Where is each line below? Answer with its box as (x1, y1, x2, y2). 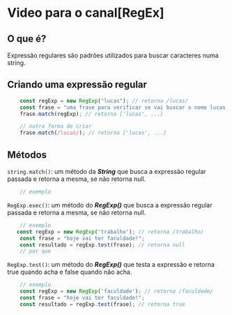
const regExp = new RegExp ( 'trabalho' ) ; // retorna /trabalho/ (16, 228, 204, 235)
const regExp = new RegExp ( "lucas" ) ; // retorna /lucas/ (20, 97, 189, 104)
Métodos (7, 149, 47, 161)
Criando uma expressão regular (7, 79, 148, 91)
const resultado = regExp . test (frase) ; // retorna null (20, 241, 186, 249)
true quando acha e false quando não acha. (7, 268, 132, 277)
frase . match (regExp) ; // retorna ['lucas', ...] (20, 110, 164, 117)
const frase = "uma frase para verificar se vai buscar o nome (20, 103, 208, 111)
